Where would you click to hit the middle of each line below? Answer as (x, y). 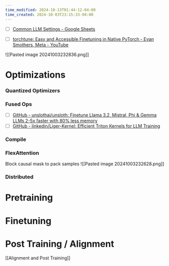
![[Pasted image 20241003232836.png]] (47, 54)
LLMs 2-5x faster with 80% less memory (55, 121)
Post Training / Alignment (60, 244)
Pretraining (29, 198)
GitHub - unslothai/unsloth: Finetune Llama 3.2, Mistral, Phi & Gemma (84, 115)
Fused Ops (19, 104)
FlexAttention (22, 153)
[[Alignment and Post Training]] (38, 258)
